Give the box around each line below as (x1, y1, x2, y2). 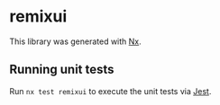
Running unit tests (9, 62, 115, 77)
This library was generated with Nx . (9, 36, 142, 47)
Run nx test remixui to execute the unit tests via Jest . (9, 85, 212, 96)
